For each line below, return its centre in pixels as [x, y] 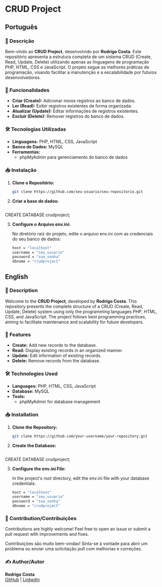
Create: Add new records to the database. [54, 345]
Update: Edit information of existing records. [57, 356]
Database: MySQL [31, 391]
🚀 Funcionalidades [27, 90]
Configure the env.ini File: [39, 469]
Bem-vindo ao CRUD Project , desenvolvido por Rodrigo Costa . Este [73, 51]
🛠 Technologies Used [31, 374]
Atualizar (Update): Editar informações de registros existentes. [75, 111]
